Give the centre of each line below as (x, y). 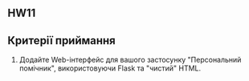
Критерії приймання (61, 40)
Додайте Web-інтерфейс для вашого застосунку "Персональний (130, 60)
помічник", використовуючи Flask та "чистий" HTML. (110, 68)
